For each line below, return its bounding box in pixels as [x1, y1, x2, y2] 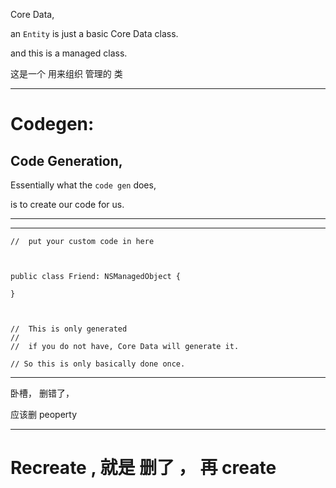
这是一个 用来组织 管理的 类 [10, 68, 123, 79]
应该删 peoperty [10, 409, 78, 420]
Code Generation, [10, 152, 123, 169]
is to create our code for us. [10, 199, 125, 210]
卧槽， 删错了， [10, 387, 75, 399]
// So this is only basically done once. [10, 359, 186, 369]
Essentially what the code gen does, [10, 179, 157, 191]
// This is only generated [10, 324, 128, 334]
